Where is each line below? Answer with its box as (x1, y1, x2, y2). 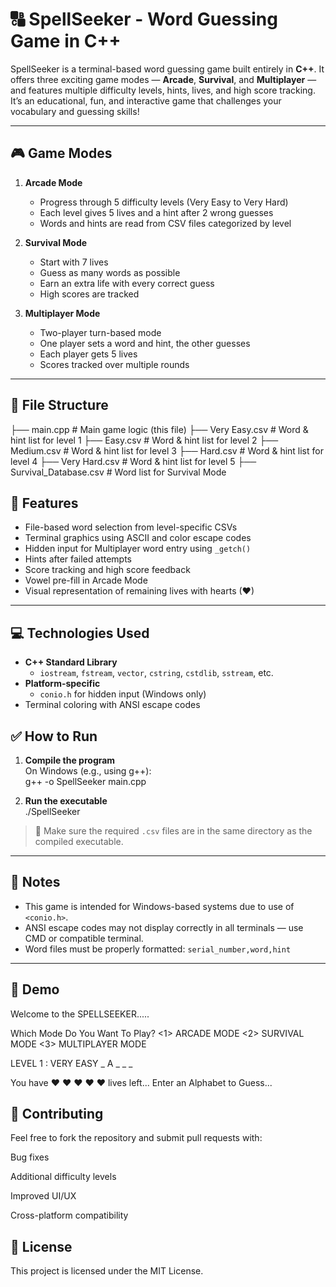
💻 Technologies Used (10, 624, 150, 642)
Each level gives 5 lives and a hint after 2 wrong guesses (39, 206, 274, 218)
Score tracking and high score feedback (24, 564, 191, 576)
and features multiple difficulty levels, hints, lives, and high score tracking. (10, 84, 316, 96)
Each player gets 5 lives (39, 348, 138, 360)
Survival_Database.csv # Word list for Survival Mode (10, 466, 227, 478)
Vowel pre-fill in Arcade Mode (24, 574, 148, 587)
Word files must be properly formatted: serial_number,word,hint (24, 943, 292, 955)
